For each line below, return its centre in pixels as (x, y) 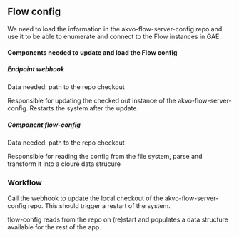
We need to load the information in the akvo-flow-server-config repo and (115, 29)
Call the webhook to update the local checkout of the (85, 198)
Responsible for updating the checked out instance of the (92, 101)
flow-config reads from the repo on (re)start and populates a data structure (118, 219)
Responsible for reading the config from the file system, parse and (105, 157)
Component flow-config (44, 125)
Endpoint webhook (36, 69)
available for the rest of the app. (54, 227)
